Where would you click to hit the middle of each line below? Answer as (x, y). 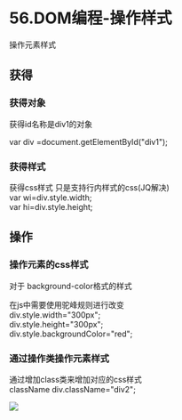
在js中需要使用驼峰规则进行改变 (67, 304)
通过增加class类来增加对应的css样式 (75, 379)
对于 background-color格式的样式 (71, 286)
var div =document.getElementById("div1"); (89, 141)
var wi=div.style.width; (51, 198)
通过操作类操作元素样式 (59, 359)
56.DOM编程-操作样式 (91, 18)
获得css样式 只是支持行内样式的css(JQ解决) (90, 187)
